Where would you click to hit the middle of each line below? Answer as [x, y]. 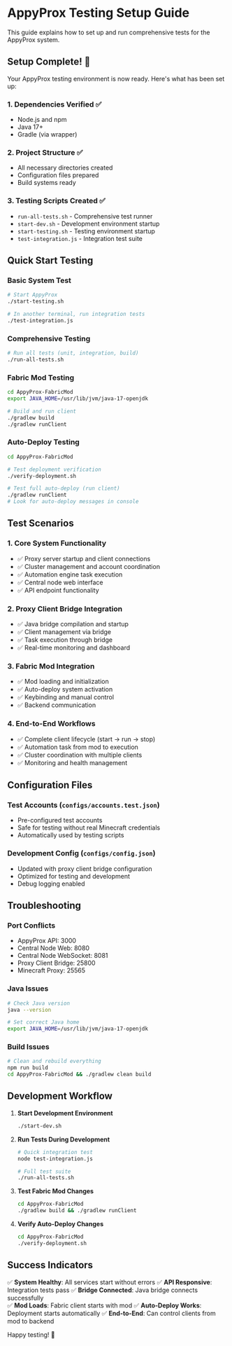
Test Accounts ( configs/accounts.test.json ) [84, 805]
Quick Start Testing [50, 261]
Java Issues [28, 989]
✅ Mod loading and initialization [63, 682]
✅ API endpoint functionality [58, 590]
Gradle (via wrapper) [47, 135]
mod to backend [31, 1321]
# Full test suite [44, 1172]
